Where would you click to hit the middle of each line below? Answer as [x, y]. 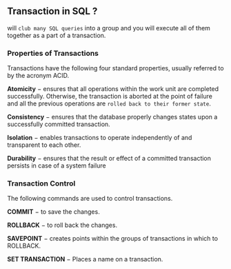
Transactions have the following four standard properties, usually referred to [115, 68]
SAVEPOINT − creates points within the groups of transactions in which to [113, 239]
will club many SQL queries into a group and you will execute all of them [109, 28]
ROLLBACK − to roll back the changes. [62, 225]
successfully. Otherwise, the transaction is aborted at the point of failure [110, 97]
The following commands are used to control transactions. [90, 199]
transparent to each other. [44, 145]
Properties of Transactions [53, 53]
